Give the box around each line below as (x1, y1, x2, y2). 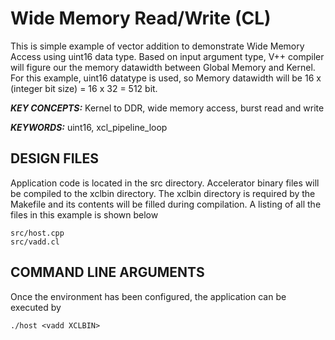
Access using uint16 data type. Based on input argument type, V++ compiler (10, 50, 325, 62)
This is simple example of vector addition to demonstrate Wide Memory (10, 40, 305, 52)
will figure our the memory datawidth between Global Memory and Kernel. (10, 61, 316, 73)
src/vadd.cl (10, 237, 60, 247)
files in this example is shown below (10, 208, 159, 221)
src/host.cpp (10, 228, 65, 238)
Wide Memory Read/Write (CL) (10, 7, 272, 30)
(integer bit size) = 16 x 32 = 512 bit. (10, 82, 158, 94)
